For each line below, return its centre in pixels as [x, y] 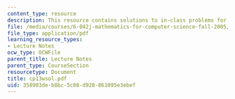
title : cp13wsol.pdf [37, 78]
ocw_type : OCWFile [34, 53]
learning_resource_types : [45, 40]
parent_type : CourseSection [48, 66]
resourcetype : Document [42, 72]
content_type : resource [42, 14]
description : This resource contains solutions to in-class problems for [117, 20]
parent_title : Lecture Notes [50, 59]
